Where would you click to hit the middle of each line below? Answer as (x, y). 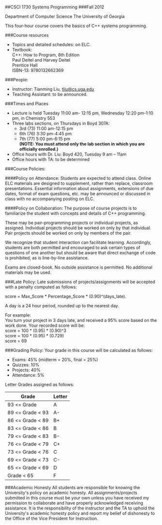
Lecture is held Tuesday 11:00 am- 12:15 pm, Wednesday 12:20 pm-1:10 (83, 113)
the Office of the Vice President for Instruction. (52, 518)
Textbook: (22, 50)
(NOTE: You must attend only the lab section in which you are (82, 144)
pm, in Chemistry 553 (34, 118)
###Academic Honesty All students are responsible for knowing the (73, 487)
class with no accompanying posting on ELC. (50, 199)
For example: (18, 315)
